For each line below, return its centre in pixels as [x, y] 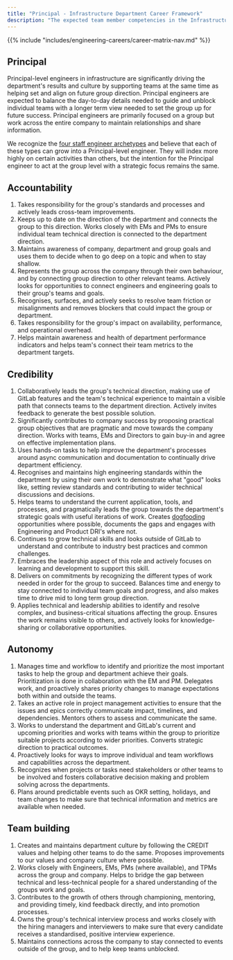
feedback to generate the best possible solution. [86, 413]
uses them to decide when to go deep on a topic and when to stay [112, 256]
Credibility [31, 374]
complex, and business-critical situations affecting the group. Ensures [117, 612]
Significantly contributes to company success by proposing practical [115, 420]
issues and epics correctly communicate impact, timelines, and [107, 710]
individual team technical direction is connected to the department [112, 234]
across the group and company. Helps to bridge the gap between [111, 874]
